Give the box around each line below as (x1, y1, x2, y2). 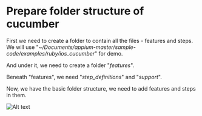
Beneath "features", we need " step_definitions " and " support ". (6, 73, 162, 80)
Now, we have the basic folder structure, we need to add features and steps (6, 85, 196, 92)
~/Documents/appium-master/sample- (38, 43, 136, 51)
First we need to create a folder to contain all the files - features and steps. (6, 37, 193, 44)
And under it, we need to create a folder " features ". (6, 62, 135, 69)
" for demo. (94, 50, 123, 57)
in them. (6, 91, 27, 98)
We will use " (6, 43, 39, 51)
